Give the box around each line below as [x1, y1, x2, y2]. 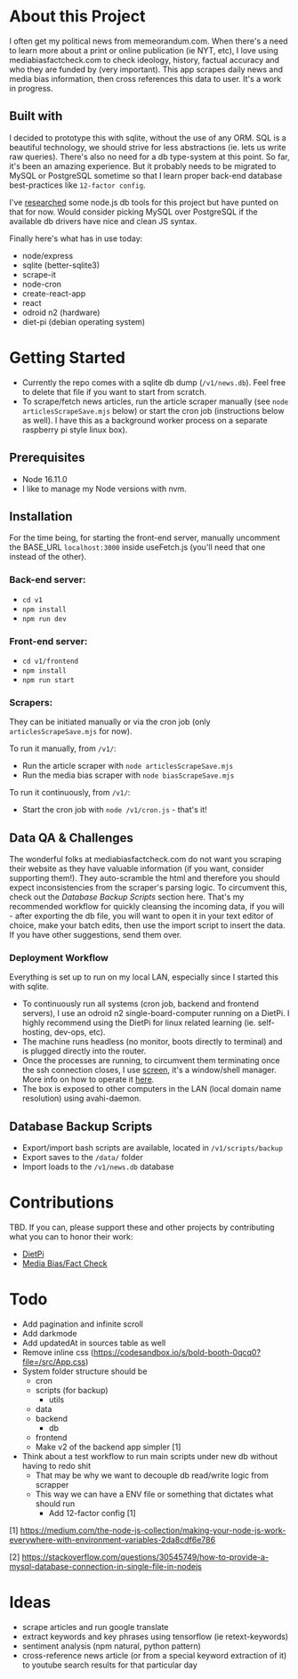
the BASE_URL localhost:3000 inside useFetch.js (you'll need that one [9, 542, 266, 553]
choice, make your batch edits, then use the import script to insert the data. [9, 920, 286, 931]
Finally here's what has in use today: [9, 233, 143, 244]
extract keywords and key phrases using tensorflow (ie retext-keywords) [21, 1631, 289, 1642]
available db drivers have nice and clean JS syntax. [9, 215, 197, 226]
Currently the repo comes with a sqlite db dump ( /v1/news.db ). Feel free [21, 376, 286, 388]
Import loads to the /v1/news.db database [21, 1161, 174, 1172]
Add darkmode [21, 1328, 77, 1338]
